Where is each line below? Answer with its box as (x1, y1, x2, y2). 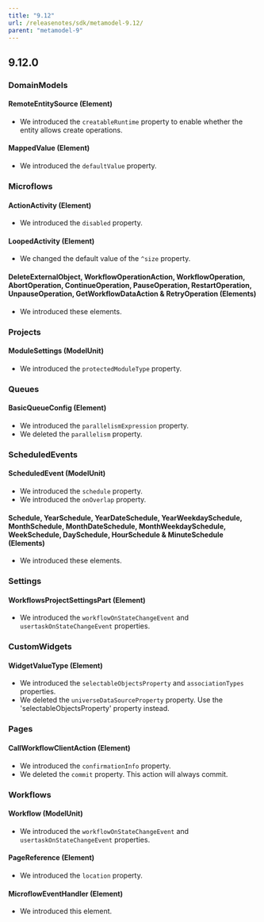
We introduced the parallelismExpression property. (19, 421, 189, 430)
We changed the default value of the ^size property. (19, 254, 191, 263)
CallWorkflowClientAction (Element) (8, 743, 131, 752)
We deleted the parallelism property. (19, 429, 143, 439)
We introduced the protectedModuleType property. (19, 363, 182, 373)
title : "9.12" (8, 11, 55, 20)
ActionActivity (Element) (8, 200, 92, 210)
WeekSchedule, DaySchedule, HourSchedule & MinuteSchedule (8, 529, 224, 540)
